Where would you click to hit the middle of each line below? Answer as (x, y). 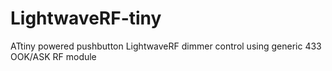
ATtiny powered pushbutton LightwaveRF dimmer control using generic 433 (166, 46)
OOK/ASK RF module (53, 56)
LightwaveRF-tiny (86, 18)
